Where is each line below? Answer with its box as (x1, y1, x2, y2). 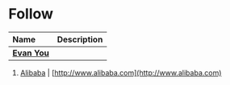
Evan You (12, 47, 50, 59)
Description (56, 34, 103, 45)
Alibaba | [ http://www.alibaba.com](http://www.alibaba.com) (19, 67, 222, 77)
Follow (8, 5, 54, 23)
